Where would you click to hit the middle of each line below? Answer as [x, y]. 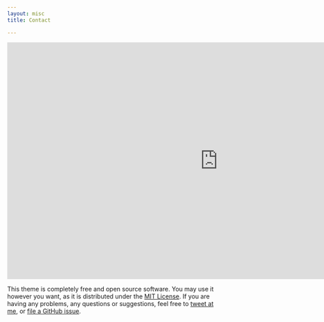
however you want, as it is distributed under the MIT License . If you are [108, 296]
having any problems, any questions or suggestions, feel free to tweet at [110, 303]
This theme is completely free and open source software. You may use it [110, 289]
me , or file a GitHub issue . [44, 311]
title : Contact [29, 20]
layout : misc [26, 14]
